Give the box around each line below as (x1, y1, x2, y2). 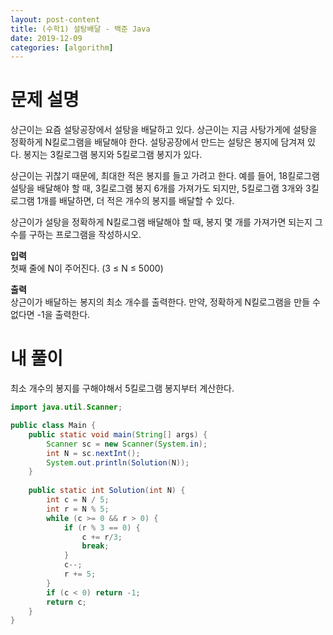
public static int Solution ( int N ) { (28, 486, 186, 496)
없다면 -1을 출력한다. (10, 309, 91, 321)
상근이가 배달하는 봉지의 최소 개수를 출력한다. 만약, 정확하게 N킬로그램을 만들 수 (10, 296, 321, 308)
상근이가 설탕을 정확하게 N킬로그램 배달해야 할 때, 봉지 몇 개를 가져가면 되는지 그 (10, 216, 323, 228)
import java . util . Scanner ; (10, 402, 123, 413)
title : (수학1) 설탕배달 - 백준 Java (10, 24, 151, 34)
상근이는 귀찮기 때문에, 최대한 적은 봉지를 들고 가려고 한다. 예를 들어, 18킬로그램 (10, 170, 320, 182)
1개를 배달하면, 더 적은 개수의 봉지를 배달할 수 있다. (36, 195, 235, 207)
